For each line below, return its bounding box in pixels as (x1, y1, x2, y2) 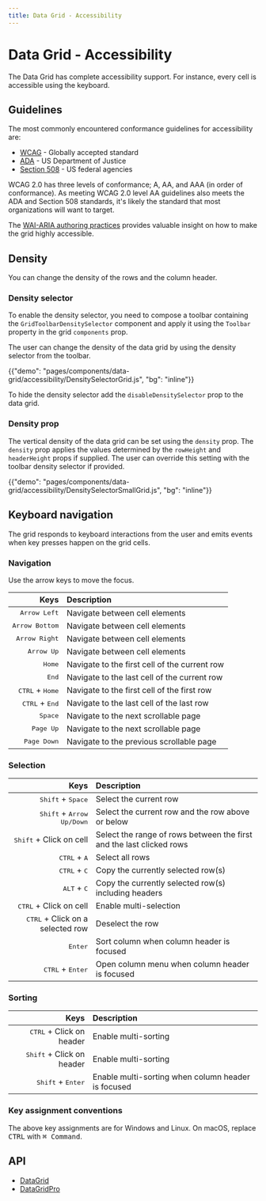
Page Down (23, 737, 59, 746)
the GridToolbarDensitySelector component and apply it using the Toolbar (8, 319, 251, 328)
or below (95, 816, 129, 828)
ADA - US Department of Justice (19, 156, 127, 166)
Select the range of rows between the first (95, 829, 253, 840)
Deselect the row (95, 919, 159, 930)
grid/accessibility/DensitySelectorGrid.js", (8, 375, 144, 385)
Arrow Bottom (12, 622, 59, 630)
